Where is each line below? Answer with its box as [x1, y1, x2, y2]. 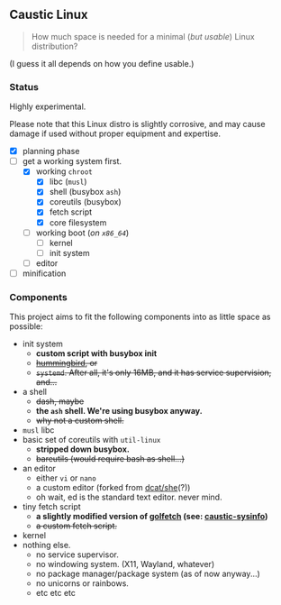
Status [9, 80, 39, 93]
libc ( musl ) [49, 176, 87, 188]
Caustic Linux [9, 7, 88, 23]
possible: [9, 321, 43, 332]
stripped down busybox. [35, 444, 131, 454]
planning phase [22, 146, 80, 157]
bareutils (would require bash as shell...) [35, 454, 185, 464]
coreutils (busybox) [49, 197, 122, 207]
